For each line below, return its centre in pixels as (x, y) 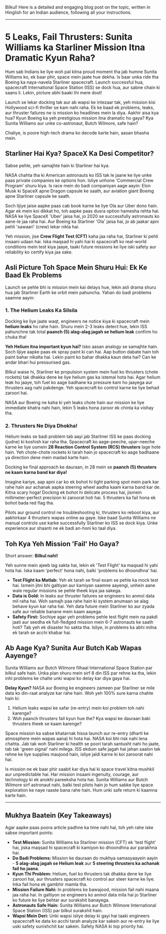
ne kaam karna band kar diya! (36, 472)
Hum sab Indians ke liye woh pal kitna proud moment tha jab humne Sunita (81, 72)
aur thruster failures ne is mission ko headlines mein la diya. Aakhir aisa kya (82, 113)
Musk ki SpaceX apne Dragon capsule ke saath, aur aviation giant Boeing (80, 191)
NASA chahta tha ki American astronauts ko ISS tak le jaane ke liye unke (79, 175)
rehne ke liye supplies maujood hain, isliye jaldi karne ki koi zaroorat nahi (79, 754)
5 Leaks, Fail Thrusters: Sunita (69, 37)
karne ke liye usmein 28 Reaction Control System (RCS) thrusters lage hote (83, 447)
